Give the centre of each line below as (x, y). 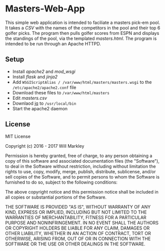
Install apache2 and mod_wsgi (44, 71)
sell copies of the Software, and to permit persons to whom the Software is (82, 177)
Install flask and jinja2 (35, 77)
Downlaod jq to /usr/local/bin (44, 103)
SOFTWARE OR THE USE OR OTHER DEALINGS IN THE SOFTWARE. (75, 244)
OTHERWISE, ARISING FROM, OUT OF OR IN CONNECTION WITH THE (78, 239)
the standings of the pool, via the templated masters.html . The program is (81, 38)
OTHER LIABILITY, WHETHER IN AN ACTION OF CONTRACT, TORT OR (78, 233)
